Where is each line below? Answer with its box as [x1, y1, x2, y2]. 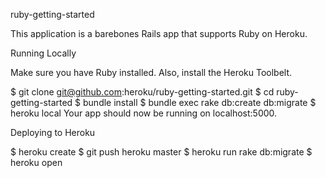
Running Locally [10, 47, 77, 59]
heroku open [10, 157, 63, 168]
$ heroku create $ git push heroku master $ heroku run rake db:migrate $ [10, 146, 313, 158]
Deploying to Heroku [10, 127, 96, 138]
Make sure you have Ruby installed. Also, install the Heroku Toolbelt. [10, 67, 293, 78]
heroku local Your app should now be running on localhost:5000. [10, 107, 278, 119]
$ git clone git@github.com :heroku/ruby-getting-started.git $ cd [10, 86, 275, 98]
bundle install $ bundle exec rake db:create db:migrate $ [83, 97, 317, 108]
